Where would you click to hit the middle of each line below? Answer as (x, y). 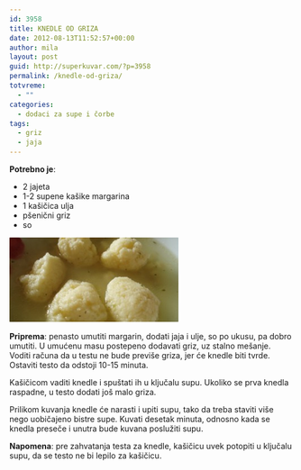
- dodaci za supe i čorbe (66, 114)
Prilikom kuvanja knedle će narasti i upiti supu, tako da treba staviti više (141, 409)
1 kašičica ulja (48, 206)
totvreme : (28, 86)
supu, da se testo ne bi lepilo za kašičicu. (86, 456)
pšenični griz (46, 215)
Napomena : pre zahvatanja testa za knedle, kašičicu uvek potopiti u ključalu (151, 446)
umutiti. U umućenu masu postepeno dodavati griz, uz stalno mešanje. (140, 346)
